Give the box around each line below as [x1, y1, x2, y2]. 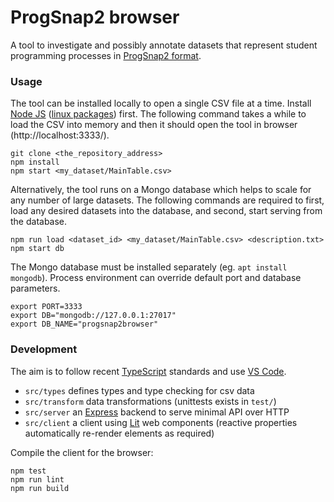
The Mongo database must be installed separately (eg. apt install [10, 261, 288, 273]
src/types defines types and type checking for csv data [24, 384, 255, 396]
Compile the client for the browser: [10, 446, 154, 458]
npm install [10, 157, 60, 168]
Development [10, 342, 78, 356]
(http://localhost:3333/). [10, 129, 110, 141]
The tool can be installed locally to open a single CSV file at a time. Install [10, 97, 312, 110]
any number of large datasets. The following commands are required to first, [10, 194, 325, 206]
